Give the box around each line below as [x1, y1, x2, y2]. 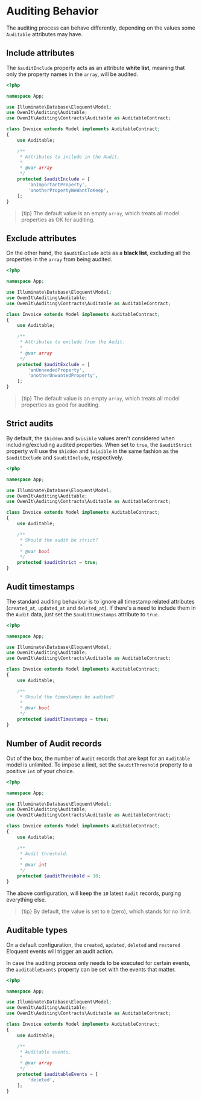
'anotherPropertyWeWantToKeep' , [28, 187, 110, 194]
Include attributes [6, 48, 75, 58]
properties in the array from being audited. [6, 256, 113, 263]
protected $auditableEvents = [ [17, 1072, 98, 1078]
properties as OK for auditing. [21, 216, 95, 223]
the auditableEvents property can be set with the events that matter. [6, 966, 176, 973]
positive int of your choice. [6, 767, 75, 774]
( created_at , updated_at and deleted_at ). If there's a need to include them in [6, 604, 196, 612]
